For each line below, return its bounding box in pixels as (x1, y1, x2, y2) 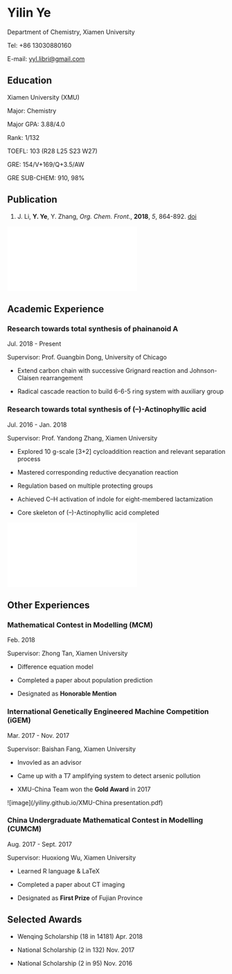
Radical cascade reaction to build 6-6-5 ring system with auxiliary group (17, 387, 224, 396)
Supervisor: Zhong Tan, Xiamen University (7, 649, 128, 657)
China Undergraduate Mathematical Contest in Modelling (7, 815, 204, 825)
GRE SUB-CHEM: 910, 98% (7, 173, 85, 181)
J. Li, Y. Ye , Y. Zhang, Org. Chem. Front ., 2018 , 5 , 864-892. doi (17, 212, 197, 220)
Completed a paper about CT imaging (17, 880, 125, 888)
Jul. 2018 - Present (7, 339, 62, 348)
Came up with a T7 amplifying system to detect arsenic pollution (17, 771, 201, 780)
